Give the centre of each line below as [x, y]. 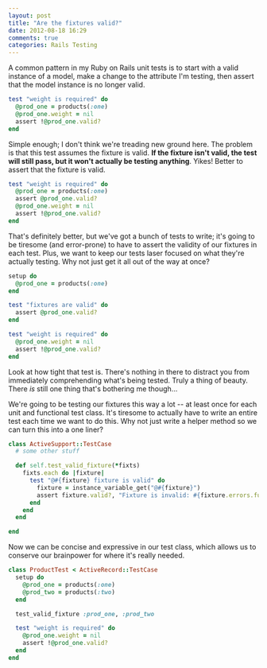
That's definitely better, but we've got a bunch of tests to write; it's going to [132, 236]
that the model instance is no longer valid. [77, 85]
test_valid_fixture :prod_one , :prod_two [85, 614]
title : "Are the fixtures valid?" [66, 23]
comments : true [33, 38]
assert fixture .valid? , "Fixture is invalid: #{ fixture [131, 495]
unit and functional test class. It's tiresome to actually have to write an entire [133, 412]
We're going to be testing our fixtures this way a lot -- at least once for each [133, 404]
